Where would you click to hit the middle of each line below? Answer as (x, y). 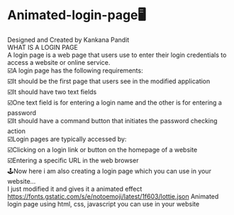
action (17, 131)
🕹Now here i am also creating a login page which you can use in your (109, 171)
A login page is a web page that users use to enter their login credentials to (117, 55)
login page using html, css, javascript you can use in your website (104, 204)
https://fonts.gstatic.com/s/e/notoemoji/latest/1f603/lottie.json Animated (113, 196)
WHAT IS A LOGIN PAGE (43, 47)
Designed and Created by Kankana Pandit (68, 40)
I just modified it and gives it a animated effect (75, 189)
